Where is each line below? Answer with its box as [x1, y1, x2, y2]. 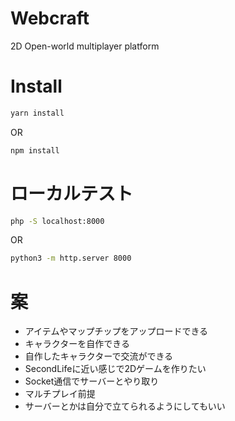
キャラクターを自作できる [24, 338, 130, 350]
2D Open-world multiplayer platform [10, 40, 160, 52]
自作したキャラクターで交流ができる [24, 350, 174, 362]
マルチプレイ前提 [24, 388, 96, 400]
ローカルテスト [10, 182, 134, 205]
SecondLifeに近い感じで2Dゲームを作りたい [24, 363, 207, 375]
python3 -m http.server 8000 [10, 253, 132, 264]
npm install [10, 145, 60, 156]
